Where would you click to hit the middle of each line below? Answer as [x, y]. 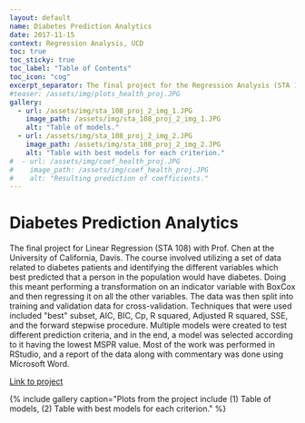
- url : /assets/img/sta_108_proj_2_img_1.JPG [105, 111]
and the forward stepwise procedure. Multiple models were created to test [148, 325]
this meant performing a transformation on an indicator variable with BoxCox [152, 287]
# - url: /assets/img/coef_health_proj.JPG [95, 161]
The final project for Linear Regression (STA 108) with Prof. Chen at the [142, 248]
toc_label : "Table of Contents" [70, 69]
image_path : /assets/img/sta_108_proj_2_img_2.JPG [123, 144]
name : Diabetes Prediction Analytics [81, 26]
